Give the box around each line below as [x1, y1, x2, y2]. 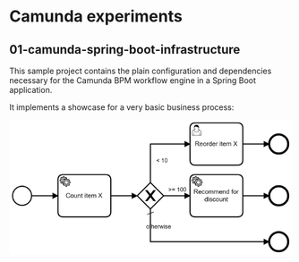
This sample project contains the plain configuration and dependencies [9, 65, 272, 76]
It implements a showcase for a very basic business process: [9, 102, 235, 113]
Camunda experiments [9, 6, 184, 27]
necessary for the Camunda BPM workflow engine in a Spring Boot [9, 75, 257, 86]
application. [9, 85, 53, 95]
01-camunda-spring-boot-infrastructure [9, 42, 241, 57]
